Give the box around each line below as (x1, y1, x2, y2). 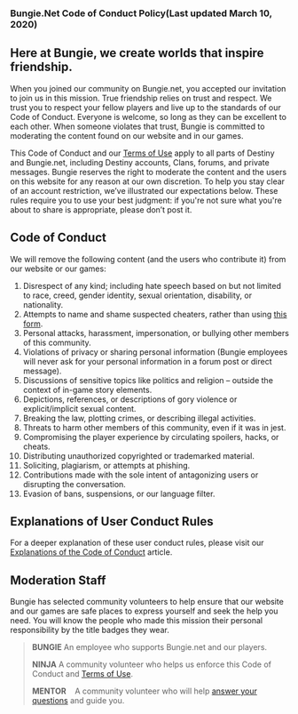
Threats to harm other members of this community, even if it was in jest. (22, 421, 286, 433)
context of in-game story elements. (22, 384, 153, 395)
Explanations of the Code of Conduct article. (10, 547, 173, 558)
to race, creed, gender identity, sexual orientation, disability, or (22, 290, 252, 301)
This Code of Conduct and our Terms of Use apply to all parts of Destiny (10, 148, 275, 158)
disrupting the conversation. (22, 478, 127, 489)
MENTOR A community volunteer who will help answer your (31, 686, 258, 696)
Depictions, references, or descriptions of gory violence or (22, 394, 238, 405)
